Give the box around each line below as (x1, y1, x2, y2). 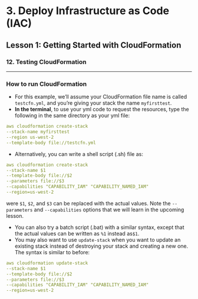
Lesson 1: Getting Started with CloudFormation (6, 40, 181, 50)
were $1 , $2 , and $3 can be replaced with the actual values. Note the (6, 200, 171, 207)
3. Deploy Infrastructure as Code (6, 4, 170, 18)
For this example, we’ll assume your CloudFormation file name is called (14, 93, 187, 101)
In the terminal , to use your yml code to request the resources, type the (14, 106, 190, 113)
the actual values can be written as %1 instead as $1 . (14, 230, 140, 237)
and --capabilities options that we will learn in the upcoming (34, 206, 184, 213)
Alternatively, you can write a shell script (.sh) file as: (14, 150, 143, 157)
